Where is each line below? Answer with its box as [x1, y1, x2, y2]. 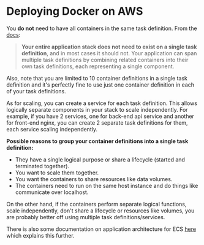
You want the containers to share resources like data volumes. [15, 175, 173, 182]
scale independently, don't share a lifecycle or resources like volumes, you [6, 207, 195, 214]
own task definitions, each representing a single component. [21, 63, 175, 70]
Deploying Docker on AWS [6, 4, 143, 18]
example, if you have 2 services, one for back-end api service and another [6, 112, 195, 120]
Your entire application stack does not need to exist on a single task [21, 43, 197, 50]
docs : [6, 31, 21, 38]
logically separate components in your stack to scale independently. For [6, 106, 188, 113]
